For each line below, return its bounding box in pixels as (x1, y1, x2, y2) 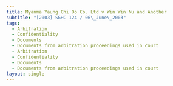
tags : (6, 20, 20, 26)
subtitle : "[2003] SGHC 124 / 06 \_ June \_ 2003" (6, 15, 126, 21)
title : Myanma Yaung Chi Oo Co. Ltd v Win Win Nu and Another (6, 8, 167, 15)
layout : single (6, 71, 45, 77)
